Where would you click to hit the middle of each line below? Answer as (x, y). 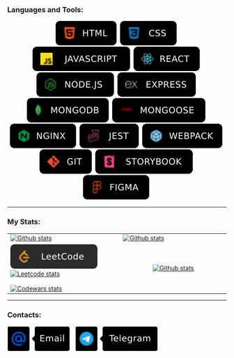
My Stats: (24, 222)
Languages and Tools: (45, 10)
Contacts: (24, 315)
